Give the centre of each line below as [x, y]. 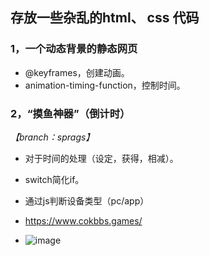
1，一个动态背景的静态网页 [74, 49]
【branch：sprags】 [52, 137]
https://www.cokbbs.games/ [83, 220]
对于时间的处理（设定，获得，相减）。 [101, 158]
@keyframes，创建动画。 [77, 72]
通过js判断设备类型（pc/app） [87, 200]
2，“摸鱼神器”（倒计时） [70, 113]
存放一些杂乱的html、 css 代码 [105, 18]
